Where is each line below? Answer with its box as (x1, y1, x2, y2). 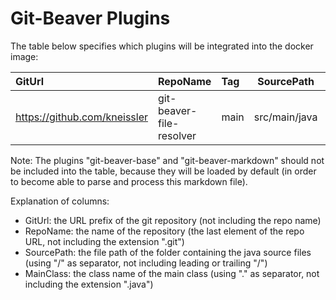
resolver (158, 128, 197, 142)
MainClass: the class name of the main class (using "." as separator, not (24, 267, 320, 279)
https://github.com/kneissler (15, 110, 149, 124)
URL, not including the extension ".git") (24, 235, 185, 247)
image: (10, 50, 39, 62)
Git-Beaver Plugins (10, 7, 171, 30)
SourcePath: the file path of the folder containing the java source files (24, 246, 312, 258)
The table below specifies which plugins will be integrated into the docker (10, 40, 314, 52)
